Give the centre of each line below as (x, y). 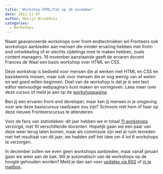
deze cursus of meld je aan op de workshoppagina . (56, 92)
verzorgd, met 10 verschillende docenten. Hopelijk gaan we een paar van (78, 126)
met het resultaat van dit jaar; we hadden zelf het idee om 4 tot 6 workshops (81, 137)
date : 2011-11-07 (23, 14)
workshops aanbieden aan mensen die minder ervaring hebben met (73, 47)
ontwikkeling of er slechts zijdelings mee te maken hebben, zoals (79, 52)
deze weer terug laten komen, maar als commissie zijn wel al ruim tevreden (80, 132)
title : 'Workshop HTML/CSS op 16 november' (50, 9)
